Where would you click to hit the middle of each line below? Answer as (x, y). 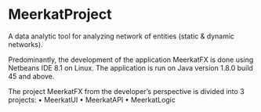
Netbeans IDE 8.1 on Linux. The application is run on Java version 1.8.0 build (130, 67)
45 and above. (31, 76)
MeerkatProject (60, 14)
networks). (25, 44)
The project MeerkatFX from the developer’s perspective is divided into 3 (126, 91)
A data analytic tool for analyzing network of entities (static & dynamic (121, 36)
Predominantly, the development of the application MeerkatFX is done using (131, 60)
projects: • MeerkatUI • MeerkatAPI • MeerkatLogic (92, 99)
